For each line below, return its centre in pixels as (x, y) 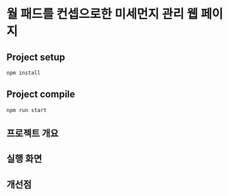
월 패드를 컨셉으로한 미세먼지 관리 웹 (102, 14)
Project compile (41, 95)
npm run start (27, 110)
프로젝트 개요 (33, 133)
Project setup (36, 57)
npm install (23, 73)
